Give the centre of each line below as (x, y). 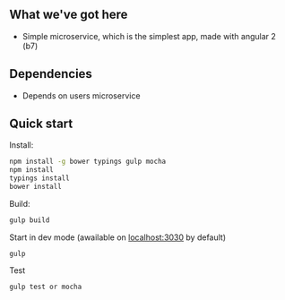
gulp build (30, 220)
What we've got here (69, 15)
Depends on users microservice (81, 95)
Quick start (41, 124)
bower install (36, 187)
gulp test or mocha (46, 287)
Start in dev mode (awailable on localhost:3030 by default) (118, 237)
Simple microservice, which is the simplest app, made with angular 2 (149, 36)
